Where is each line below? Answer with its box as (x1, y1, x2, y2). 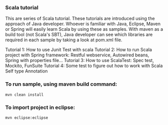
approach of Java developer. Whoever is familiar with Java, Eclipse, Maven (5, 21, 161, 27)
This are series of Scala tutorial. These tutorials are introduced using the (5, 16, 155, 22)
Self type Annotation (5, 68, 48, 74)
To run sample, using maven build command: (5, 81, 117, 88)
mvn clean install (5, 92, 44, 97)
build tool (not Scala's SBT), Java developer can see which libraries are (5, 32, 153, 38)
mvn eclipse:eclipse (5, 115, 49, 120)
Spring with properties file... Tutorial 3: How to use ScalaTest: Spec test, (5, 57, 154, 64)
